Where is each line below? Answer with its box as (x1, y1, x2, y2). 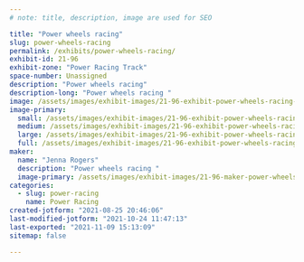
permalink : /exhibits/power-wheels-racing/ (9, 46, 176, 55)
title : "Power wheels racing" (9, 29, 124, 39)
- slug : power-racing (17, 189, 100, 199)
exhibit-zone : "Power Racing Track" (9, 63, 147, 72)
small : (17, 114, 43, 123)
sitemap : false (9, 231, 67, 240)
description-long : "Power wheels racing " (9, 88, 172, 98)
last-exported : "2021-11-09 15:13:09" (9, 222, 156, 231)
